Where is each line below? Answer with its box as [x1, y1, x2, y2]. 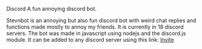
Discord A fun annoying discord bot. [6, 5, 97, 12]
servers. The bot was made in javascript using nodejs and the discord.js [6, 30, 186, 37]
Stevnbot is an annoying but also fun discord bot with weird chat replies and [6, 17, 197, 24]
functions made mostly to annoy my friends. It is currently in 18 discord [6, 24, 184, 30]
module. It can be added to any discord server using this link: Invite [6, 36, 174, 43]
